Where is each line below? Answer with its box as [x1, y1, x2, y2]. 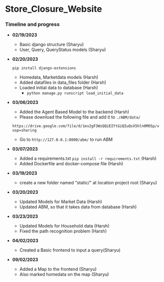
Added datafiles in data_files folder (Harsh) [19, 79, 106, 85]
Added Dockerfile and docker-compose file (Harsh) [19, 161, 123, 167]
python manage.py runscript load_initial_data [26, 91, 124, 96]
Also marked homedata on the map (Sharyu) [19, 271, 109, 278]
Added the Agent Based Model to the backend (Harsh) [19, 109, 130, 115]
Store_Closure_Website [5, 3, 102, 15]
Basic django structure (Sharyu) [19, 42, 84, 48]
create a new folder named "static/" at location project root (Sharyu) [19, 180, 158, 186]
